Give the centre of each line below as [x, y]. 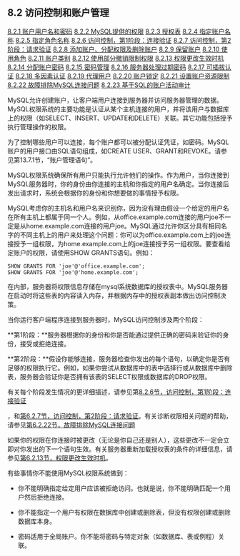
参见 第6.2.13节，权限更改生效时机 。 [60, 458]
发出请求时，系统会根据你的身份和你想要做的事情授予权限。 [95, 193]
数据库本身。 [36, 521]
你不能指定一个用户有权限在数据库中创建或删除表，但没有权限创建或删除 [124, 512]
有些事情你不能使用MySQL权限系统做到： [69, 472]
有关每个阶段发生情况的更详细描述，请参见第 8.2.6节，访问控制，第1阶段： [116, 392]
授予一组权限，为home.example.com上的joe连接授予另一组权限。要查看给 [122, 243]
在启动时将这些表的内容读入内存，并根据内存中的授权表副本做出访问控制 [114, 295]
